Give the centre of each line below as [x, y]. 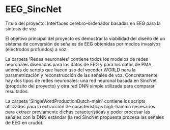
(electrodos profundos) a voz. [36, 49]
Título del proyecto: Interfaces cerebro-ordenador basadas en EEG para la [83, 23]
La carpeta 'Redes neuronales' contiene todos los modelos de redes [77, 59]
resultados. [17, 91]
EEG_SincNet [34, 9]
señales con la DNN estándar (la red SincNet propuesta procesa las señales [85, 117]
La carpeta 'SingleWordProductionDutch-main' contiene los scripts [75, 101]
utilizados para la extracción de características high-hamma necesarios [80, 106]
